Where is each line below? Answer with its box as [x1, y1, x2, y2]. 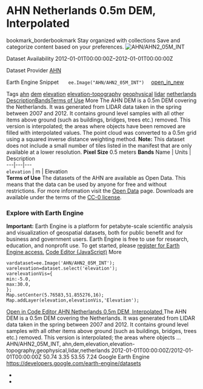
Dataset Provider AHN [6, 66, 62, 74]
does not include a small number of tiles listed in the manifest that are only [6, 142, 192, 149]
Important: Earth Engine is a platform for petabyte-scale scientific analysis [6, 222, 193, 230]
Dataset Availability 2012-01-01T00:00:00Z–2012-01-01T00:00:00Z [6, 55, 173, 62]
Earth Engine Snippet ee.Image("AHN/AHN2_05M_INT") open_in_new [6, 78, 184, 86]
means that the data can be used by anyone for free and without [6, 181, 167, 188]
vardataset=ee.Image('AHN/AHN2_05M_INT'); [6, 260, 115, 266]
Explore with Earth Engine [6, 208, 84, 217]
